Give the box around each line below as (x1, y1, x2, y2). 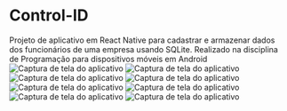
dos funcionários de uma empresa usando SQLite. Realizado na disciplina (9, 44, 278, 54)
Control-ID (9, 5, 89, 26)
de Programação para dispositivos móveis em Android (9, 53, 208, 64)
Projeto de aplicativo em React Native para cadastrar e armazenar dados (9, 35, 275, 45)
